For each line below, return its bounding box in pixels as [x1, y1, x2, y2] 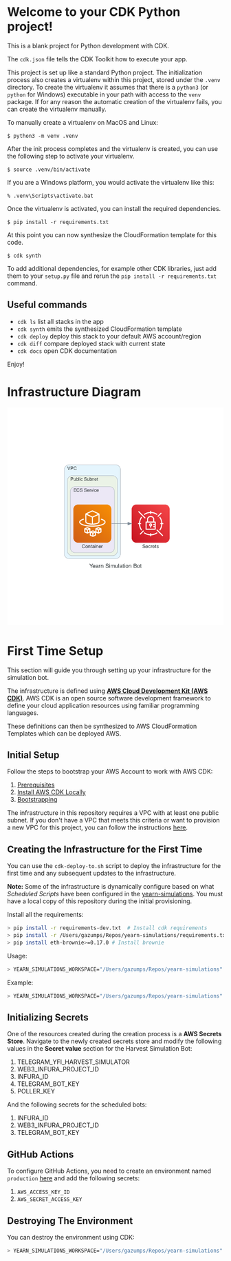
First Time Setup [7, 643, 104, 658]
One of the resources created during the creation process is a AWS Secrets [7, 1030, 222, 1038]
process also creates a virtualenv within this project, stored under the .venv [7, 75, 221, 83]
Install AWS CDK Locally [16, 788, 86, 796]
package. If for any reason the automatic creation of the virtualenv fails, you [7, 97, 222, 105]
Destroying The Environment [7, 1215, 133, 1227]
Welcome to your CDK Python [7, 4, 181, 20]
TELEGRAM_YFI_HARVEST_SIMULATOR [16, 1058, 131, 1066]
